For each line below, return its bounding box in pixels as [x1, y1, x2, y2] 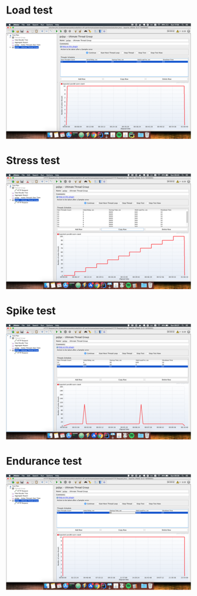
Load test [6, 4, 53, 17]
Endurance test [6, 455, 82, 468]
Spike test [6, 304, 56, 317]
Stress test [6, 154, 60, 167]
